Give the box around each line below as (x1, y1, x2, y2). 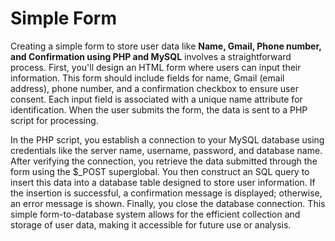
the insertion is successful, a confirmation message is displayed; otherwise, (10, 187, 323, 199)
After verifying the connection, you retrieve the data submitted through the (10, 155, 318, 167)
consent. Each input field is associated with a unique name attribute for (10, 93, 303, 105)
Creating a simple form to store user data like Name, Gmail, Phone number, (10, 40, 322, 52)
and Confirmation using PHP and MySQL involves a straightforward (10, 50, 292, 62)
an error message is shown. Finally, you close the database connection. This (10, 197, 326, 209)
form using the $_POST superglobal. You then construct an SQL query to (10, 165, 310, 177)
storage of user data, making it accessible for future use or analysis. (10, 218, 292, 231)
